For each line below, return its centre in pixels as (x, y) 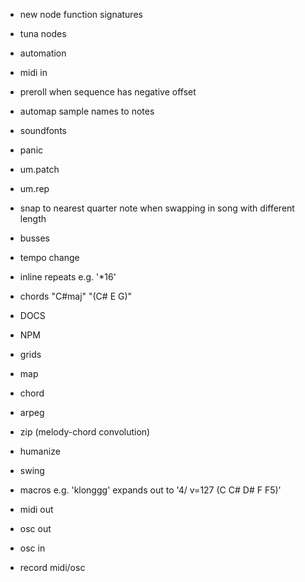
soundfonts (43, 130)
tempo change (49, 257)
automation (43, 53)
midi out (36, 509)
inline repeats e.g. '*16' (68, 277)
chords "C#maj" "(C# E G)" (76, 296)
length (33, 218)
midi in (33, 72)
